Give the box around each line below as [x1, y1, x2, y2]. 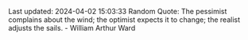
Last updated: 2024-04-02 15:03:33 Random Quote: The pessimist [8, 7, 227, 16]
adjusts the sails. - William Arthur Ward [8, 24, 136, 32]
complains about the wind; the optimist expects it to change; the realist [8, 15, 241, 24]
